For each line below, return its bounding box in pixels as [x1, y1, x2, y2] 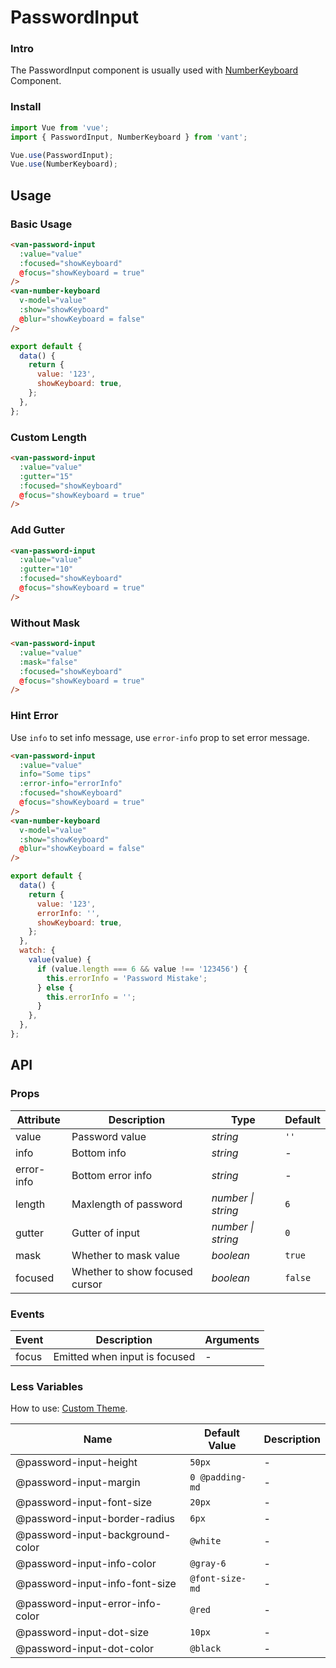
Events [10, 1307, 45, 1321]
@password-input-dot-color [15, 1642, 155, 1656]
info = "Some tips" [19, 769, 92, 780]
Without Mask [10, 616, 81, 630]
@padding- [199, 1472, 247, 1483]
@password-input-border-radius [15, 1512, 176, 1526]
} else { [36, 982, 74, 993]
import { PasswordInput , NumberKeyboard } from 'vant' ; [10, 132, 248, 142]
